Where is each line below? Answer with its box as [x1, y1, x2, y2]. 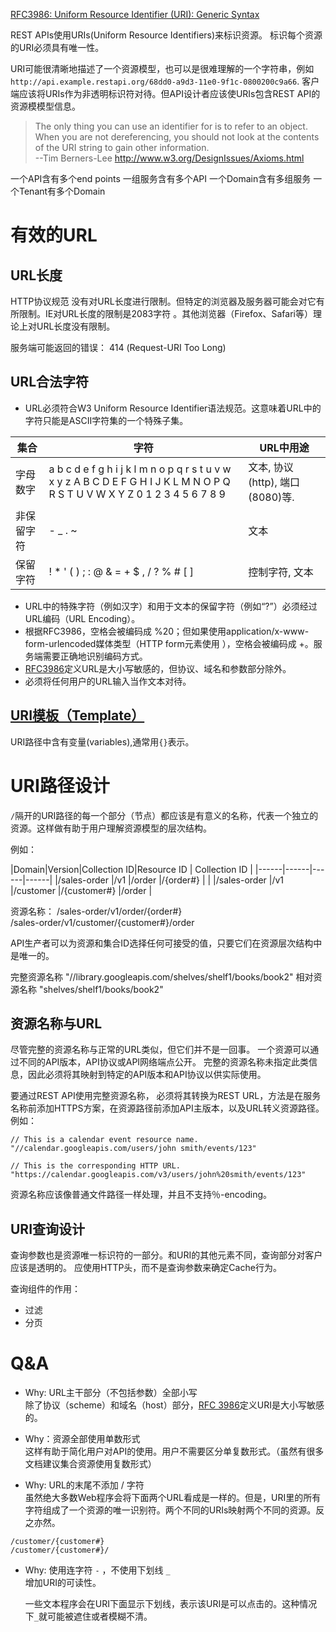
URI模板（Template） [10, 707, 145, 724]
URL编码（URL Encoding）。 [24, 612, 141, 624]
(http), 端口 [248, 475, 301, 489]
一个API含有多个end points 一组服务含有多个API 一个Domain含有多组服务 [10, 173, 312, 184]
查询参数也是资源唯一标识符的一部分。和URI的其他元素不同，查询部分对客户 [10, 1249, 323, 1261]
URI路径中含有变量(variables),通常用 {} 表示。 [10, 735, 195, 748]
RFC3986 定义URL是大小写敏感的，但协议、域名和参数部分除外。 [24, 662, 292, 674]
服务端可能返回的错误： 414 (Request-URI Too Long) [10, 342, 227, 353]
